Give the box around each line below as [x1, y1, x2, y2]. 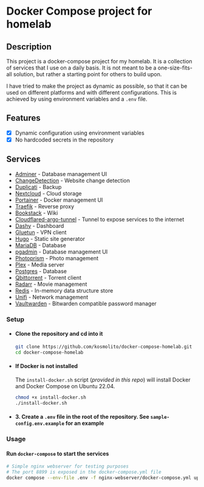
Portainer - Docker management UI [15, 196, 103, 204]
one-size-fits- [157, 64, 193, 71]
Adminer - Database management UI [15, 170, 107, 177]
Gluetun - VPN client [15, 229, 67, 236]
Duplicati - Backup [15, 183, 62, 190]
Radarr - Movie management [15, 280, 87, 288]
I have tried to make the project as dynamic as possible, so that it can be [6, 82, 188, 90]
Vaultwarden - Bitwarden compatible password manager [15, 300, 157, 307]
